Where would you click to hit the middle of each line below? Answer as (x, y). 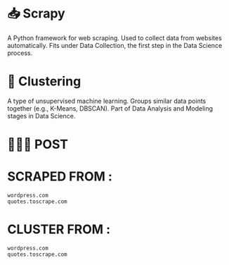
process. (20, 53)
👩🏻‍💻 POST (38, 144)
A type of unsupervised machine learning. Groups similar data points (107, 101)
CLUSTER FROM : (59, 229)
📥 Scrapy (36, 14)
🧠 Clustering (44, 81)
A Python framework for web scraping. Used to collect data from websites (115, 38)
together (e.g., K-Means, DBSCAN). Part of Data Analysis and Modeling (110, 108)
